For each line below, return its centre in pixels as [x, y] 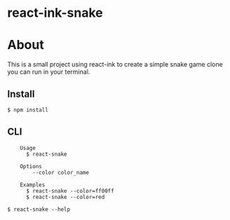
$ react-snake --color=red [65, 197]
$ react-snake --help [39, 209]
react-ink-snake [55, 13]
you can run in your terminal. [49, 72]
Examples [33, 185]
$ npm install [28, 110]
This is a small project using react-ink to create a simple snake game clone [115, 64]
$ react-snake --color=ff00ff [70, 191]
